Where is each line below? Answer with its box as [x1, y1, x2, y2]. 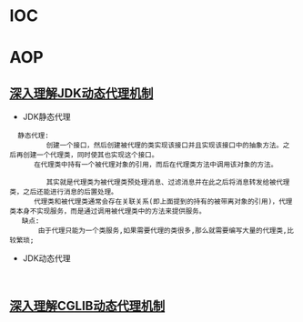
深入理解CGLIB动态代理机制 [9, 297, 166, 314]
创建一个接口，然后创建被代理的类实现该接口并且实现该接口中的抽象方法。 [45, 141, 284, 150]
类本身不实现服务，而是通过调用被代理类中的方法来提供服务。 [9, 206, 207, 216]
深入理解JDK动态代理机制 [9, 86, 154, 101]
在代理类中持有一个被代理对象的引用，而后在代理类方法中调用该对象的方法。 [33, 160, 278, 169]
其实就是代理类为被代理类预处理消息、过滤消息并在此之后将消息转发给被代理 [45, 178, 290, 187]
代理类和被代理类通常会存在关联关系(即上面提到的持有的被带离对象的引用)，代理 [33, 197, 293, 206]
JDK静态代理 [22, 111, 71, 123]
